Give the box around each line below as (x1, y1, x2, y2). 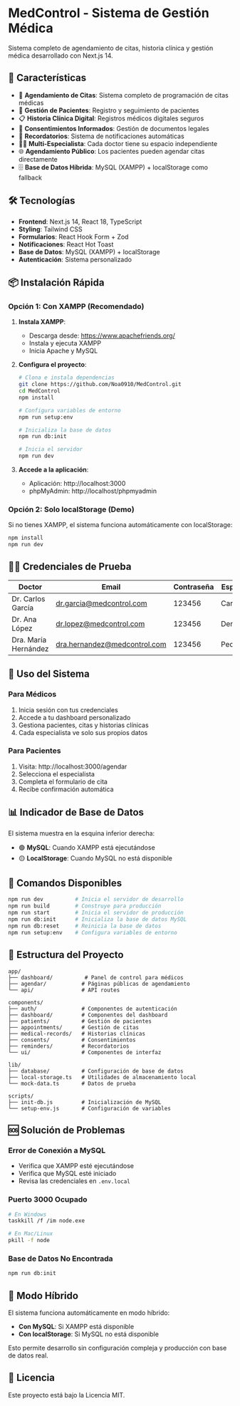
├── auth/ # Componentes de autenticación (8, 1005, 177, 1012)
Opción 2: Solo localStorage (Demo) (8, 504, 135, 514)
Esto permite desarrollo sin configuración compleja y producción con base (8, 1344, 227, 1352)
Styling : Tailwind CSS (18, 224, 83, 233)
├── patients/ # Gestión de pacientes (8, 1017, 152, 1025)
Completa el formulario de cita (18, 777, 108, 786)
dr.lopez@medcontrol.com (56, 618, 145, 628)
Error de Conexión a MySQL (8, 1145, 106, 1155)
